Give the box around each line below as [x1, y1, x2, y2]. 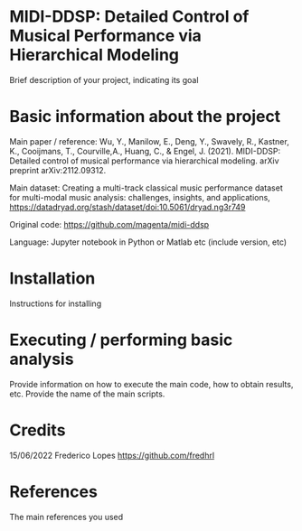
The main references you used [9, 511, 124, 522]
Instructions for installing [9, 298, 102, 309]
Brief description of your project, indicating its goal [9, 74, 199, 85]
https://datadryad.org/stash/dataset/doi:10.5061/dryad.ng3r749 [9, 201, 246, 212]
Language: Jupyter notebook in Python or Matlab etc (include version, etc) [9, 237, 288, 247]
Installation [9, 268, 96, 289]
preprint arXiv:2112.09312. [9, 164, 107, 175]
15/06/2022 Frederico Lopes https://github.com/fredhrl [9, 450, 215, 461]
